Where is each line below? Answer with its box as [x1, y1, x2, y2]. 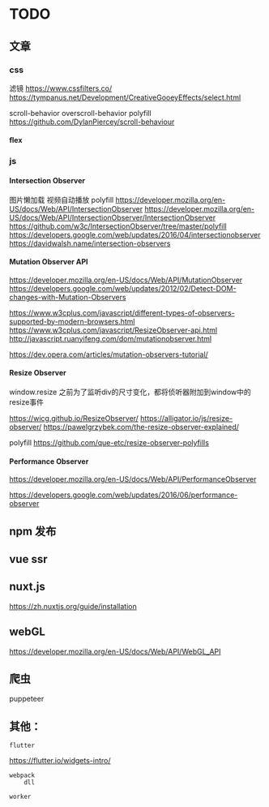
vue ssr [9, 552, 48, 566]
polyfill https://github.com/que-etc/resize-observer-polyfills [9, 438, 210, 447]
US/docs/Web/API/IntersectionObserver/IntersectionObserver [9, 212, 216, 222]
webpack [9, 771, 36, 779]
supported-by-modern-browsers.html [9, 316, 135, 326]
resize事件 [9, 397, 44, 406]
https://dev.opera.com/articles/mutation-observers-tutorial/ [9, 350, 209, 359]
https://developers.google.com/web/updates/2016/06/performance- [9, 490, 238, 500]
